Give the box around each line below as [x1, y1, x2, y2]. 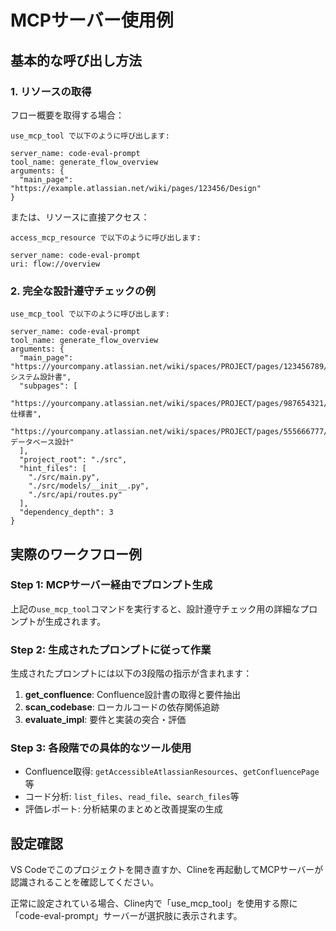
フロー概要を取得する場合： [10, 109, 125, 121]
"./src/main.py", [28, 472, 101, 483]
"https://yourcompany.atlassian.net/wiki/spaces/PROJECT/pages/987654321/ [10, 399, 329, 409]
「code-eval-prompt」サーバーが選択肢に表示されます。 [10, 910, 243, 922]
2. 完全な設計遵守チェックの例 [10, 284, 156, 298]
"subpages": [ [19, 381, 78, 391]
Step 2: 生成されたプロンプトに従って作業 [10, 642, 212, 656]
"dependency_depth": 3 [19, 507, 114, 518]
